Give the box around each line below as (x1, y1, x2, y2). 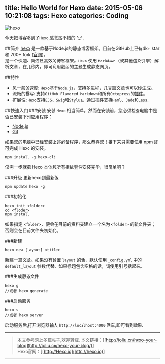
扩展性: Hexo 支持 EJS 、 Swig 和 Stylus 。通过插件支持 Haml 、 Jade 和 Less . (12, 97, 149, 103)
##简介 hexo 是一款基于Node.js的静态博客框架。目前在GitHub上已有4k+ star (5, 45, 160, 51)
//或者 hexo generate (5, 288, 48, 293)
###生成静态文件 (5, 273, 39, 279)
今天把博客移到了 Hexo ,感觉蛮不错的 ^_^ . (5, 34, 85, 41)
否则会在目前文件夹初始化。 (5, 227, 61, 233)
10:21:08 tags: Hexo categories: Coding (5, 12, 129, 20)
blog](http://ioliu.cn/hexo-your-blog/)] (17, 342, 94, 348)
